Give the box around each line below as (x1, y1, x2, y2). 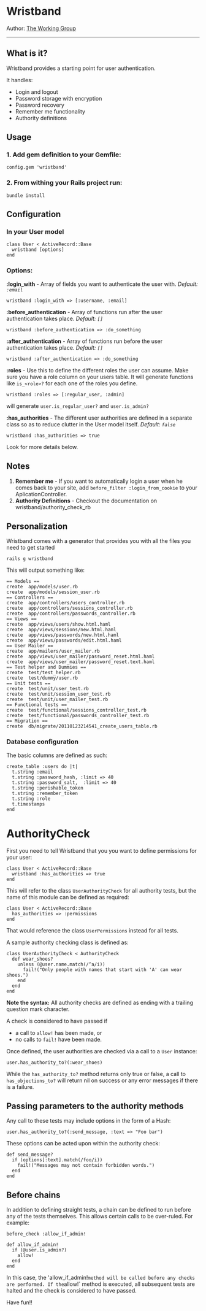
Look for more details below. (6, 443, 78, 450)
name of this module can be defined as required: (6, 893, 130, 901)
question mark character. (6, 1005, 70, 1013)
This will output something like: (6, 566, 85, 574)
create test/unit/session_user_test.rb (6, 691, 112, 698)
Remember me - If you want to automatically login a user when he (15, 477, 183, 485)
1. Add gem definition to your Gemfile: (6, 150, 121, 159)
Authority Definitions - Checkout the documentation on (15, 497, 158, 504)
